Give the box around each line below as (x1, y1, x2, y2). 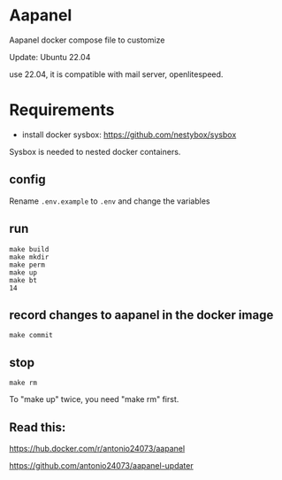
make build (9, 244, 50, 253)
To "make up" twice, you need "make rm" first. (9, 394, 179, 405)
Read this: (9, 420, 66, 435)
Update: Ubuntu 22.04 (9, 51, 91, 62)
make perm (9, 260, 46, 269)
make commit (9, 331, 53, 340)
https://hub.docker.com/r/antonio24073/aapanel (9, 443, 186, 453)
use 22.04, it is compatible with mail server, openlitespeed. (9, 68, 224, 80)
